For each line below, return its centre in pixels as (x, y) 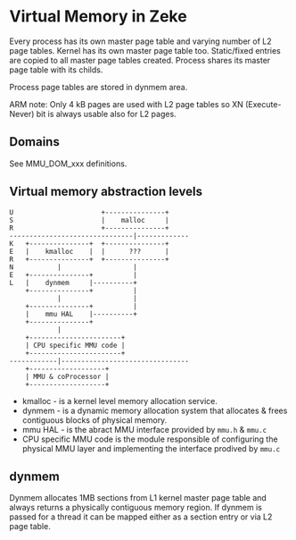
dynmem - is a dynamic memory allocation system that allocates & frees (155, 410)
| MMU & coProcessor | (67, 376)
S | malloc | (89, 220)
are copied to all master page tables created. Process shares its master (140, 60)
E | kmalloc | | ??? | (89, 251)
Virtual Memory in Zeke (98, 17)
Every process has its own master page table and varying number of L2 (140, 41)
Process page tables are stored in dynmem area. (99, 87)
